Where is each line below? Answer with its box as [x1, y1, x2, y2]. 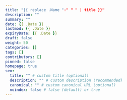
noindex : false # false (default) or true [10, 87, 100, 92]
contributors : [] [5, 54, 42, 60]
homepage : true [5, 64, 37, 69]
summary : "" [5, 17, 30, 22]
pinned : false [5, 59, 35, 64]
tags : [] [5, 49, 24, 55]
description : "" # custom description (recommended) [10, 78, 123, 83]
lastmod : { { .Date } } [5, 26, 51, 31]
